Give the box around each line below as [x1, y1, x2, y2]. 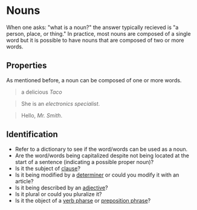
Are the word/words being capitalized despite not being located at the [15, 152, 189, 159]
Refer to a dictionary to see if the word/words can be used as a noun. [15, 145, 188, 153]
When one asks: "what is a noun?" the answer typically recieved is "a [6, 24, 179, 31]
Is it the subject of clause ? [15, 165, 80, 172]
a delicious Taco [21, 88, 62, 96]
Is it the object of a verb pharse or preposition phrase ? [15, 197, 151, 204]
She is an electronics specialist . [21, 100, 100, 107]
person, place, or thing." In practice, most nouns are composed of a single [6, 30, 192, 37]
